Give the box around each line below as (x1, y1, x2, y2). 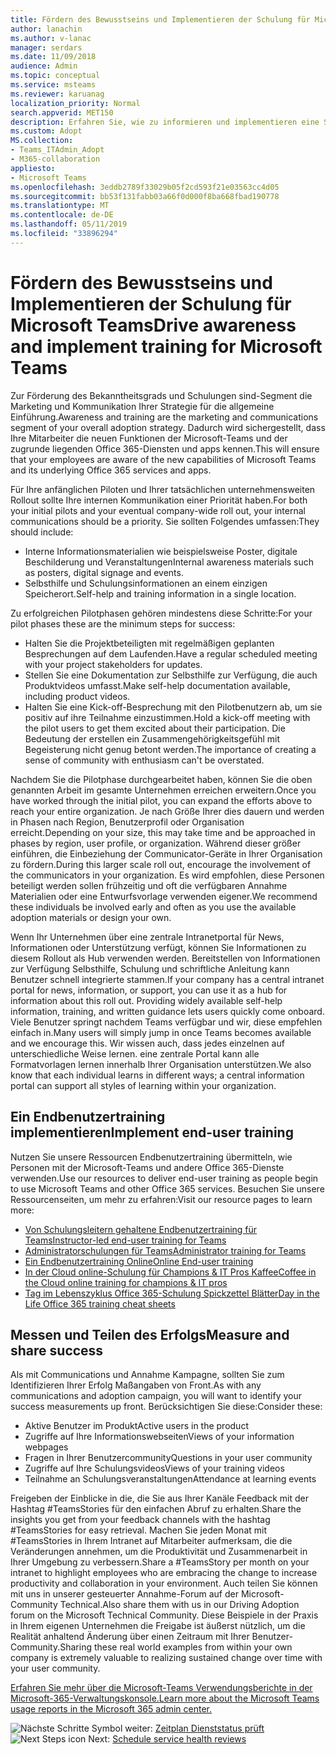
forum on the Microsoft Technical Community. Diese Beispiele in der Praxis (10, 1609, 319, 1621)
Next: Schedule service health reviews (88, 1733, 247, 1745)
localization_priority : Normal (10, 98, 141, 108)
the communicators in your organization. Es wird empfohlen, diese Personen (10, 869, 325, 881)
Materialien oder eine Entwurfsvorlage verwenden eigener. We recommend (10, 890, 318, 902)
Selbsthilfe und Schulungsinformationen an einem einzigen (24, 577, 268, 589)
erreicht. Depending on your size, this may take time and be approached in (10, 826, 316, 838)
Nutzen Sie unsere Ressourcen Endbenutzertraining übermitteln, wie (10, 1151, 293, 1163)
